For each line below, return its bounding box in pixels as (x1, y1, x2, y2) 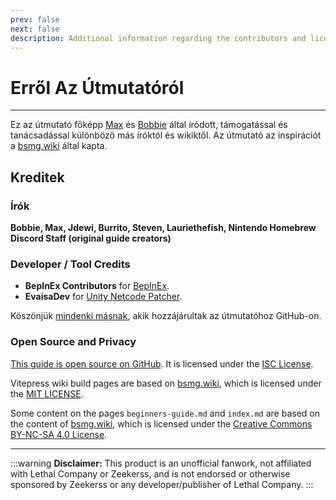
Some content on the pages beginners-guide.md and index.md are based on (10, 407, 320, 419)
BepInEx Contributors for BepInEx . (24, 280, 170, 292)
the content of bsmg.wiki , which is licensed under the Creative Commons (10, 417, 313, 430)
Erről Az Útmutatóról (10, 76, 185, 99)
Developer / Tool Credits (10, 257, 131, 271)
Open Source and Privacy (10, 335, 137, 349)
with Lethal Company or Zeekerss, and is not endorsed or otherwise (10, 467, 291, 480)
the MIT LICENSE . (10, 387, 84, 400)
